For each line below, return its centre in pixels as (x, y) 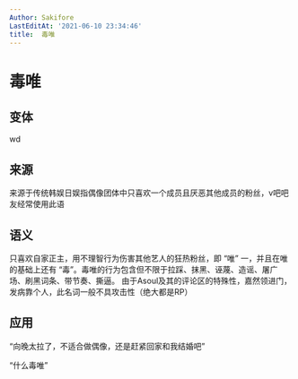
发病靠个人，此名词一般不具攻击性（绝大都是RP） (101, 292)
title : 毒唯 (32, 34)
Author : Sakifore (42, 17)
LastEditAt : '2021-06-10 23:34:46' (76, 26)
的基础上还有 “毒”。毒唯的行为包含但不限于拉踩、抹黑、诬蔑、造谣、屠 (140, 269)
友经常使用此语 (37, 204)
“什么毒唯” (29, 365)
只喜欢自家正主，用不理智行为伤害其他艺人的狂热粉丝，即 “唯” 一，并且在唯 (149, 258)
